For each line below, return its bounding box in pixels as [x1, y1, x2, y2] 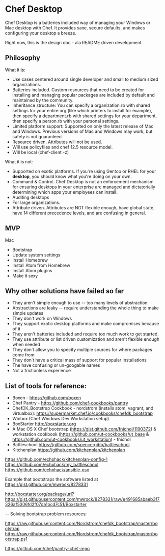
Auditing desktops [12, 194, 50, 200]
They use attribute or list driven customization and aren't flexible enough [12, 336, 160, 342]
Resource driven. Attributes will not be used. [12, 139, 102, 145]
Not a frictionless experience [12, 368, 71, 374]
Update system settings [12, 252, 60, 258]
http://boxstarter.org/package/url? [5, 491, 75, 497]
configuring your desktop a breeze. [5, 30, 77, 36]
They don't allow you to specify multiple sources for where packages [12, 347, 152, 353]
